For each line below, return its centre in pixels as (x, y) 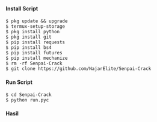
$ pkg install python (33, 32)
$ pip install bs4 (29, 48)
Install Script (22, 8)
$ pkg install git (29, 37)
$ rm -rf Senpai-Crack (34, 63)
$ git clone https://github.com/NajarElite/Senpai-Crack (78, 69)
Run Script (19, 82)
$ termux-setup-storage (35, 27)
